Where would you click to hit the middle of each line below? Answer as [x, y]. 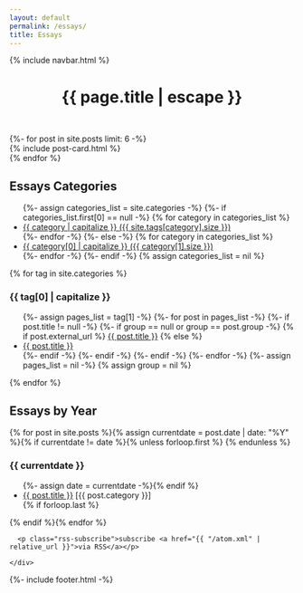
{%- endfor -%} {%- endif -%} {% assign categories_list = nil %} [143, 256]
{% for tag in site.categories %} [68, 273]
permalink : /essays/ [48, 26]
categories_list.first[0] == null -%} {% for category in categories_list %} [156, 217]
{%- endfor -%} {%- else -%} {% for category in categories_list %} [148, 237]
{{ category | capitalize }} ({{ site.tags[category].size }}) [127, 227]
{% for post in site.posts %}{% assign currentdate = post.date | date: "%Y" [149, 433]
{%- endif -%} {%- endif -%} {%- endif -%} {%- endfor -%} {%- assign [156, 355]
